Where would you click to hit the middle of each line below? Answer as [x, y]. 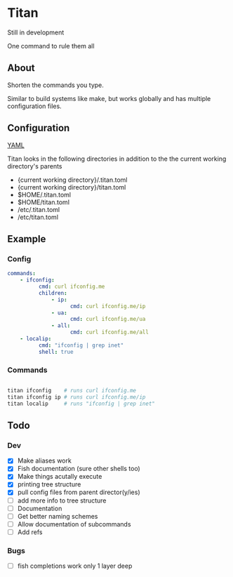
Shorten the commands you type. [55, 85]
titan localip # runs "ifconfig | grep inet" [81, 404]
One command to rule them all [51, 46]
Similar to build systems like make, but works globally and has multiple [109, 98]
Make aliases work [44, 460]
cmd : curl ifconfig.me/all [109, 332]
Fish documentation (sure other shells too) [79, 469]
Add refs [30, 532]
